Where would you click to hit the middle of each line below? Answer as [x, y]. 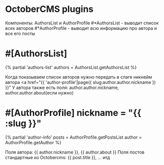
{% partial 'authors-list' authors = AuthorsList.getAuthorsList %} [71, 67]
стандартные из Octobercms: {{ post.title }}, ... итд [58, 157]
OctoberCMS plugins [49, 9]
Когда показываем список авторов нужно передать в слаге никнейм [79, 77]
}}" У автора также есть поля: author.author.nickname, [62, 87]
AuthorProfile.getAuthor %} [33, 142]
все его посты [20, 33]
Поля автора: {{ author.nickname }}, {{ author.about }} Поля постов [75, 152]
